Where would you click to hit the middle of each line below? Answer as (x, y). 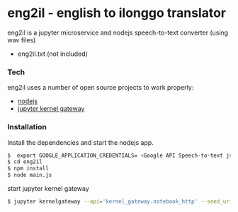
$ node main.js (30, 175)
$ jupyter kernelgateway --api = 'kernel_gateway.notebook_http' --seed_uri (120, 202)
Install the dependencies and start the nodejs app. (80, 142)
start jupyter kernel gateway (49, 189)
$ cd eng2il (25, 162)
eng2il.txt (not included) (53, 54)
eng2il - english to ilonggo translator (117, 13)
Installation (27, 127)
